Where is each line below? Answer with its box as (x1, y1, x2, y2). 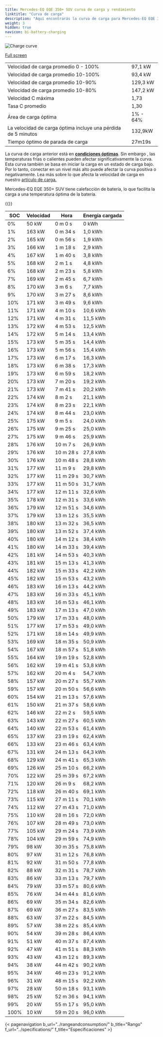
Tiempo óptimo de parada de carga (7, 139, 88, 145)
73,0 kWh (83, 820, 106, 826)
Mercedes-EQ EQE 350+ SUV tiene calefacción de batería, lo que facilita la (5, 186, 155, 192)
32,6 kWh (83, 489, 106, 495)
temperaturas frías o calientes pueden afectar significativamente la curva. (5, 156, 153, 162)
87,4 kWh (83, 938, 106, 944)
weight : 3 (5, 20, 25, 26)
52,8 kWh (83, 654, 106, 660)
